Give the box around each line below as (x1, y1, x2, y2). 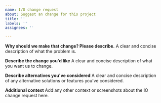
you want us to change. (5, 63, 53, 69)
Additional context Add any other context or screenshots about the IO (5, 87, 149, 93)
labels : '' (5, 21, 28, 26)
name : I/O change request (5, 7, 58, 12)
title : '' (5, 16, 26, 21)
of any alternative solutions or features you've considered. (5, 78, 124, 84)
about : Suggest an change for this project (5, 12, 96, 17)
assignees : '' (5, 26, 35, 30)
